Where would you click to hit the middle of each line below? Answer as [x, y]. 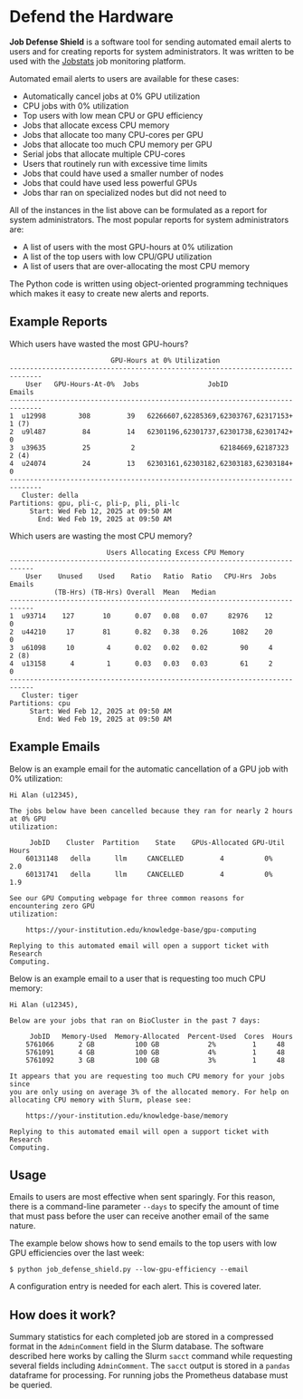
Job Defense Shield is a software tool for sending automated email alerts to [151, 42]
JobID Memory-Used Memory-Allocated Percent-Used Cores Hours [161, 1036]
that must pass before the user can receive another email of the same [139, 1216]
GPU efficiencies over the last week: [77, 1253]
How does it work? [63, 1315]
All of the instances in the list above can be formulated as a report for [138, 209]
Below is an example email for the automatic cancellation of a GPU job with [149, 769]
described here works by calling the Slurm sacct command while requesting [151, 1356]
